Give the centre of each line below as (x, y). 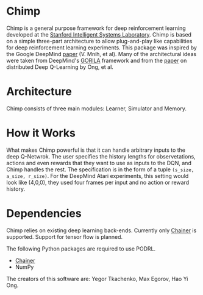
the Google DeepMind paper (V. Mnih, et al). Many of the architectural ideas (101, 54)
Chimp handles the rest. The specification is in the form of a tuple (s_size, (100, 169)
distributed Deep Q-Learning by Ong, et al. (60, 67)
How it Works (41, 133)
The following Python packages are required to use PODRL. (81, 249)
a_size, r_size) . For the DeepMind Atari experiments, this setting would (98, 176)
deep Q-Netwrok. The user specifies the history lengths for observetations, (101, 156)
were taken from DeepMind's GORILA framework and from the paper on (97, 60)
